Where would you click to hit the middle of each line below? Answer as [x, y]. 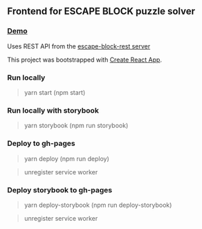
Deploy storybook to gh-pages [60, 190]
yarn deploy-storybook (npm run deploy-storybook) [98, 205]
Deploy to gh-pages [41, 143]
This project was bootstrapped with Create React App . [85, 59]
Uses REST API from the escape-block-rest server [79, 46]
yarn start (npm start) [55, 92]
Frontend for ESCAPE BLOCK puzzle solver [101, 11]
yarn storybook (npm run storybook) [76, 126]
